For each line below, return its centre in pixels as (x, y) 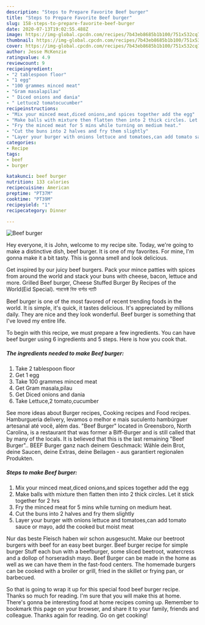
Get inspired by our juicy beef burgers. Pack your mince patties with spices (101, 270)
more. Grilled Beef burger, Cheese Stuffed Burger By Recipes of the (91, 283)
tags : (13, 154)
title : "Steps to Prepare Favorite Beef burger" (69, 18)
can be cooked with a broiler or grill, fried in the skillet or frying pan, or (95, 571)
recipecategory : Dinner (37, 210)
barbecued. (21, 577)
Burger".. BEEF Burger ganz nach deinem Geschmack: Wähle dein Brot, (96, 445)
